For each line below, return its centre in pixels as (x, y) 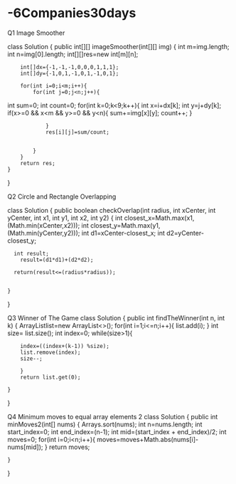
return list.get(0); (50, 377)
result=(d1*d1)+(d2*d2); (57, 260)
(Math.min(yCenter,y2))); (44, 233)
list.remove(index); (50, 352)
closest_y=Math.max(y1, (125, 225)
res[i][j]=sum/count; (77, 132)
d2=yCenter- (185, 233)
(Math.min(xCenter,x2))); (44, 225)
